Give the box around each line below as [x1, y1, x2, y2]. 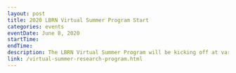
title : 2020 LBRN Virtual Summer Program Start [7, 17, 150, 24]
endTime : [7, 42, 33, 49]
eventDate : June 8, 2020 [7, 29, 80, 37]
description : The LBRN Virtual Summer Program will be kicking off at [7, 49, 218, 56]
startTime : [7, 36, 39, 43]
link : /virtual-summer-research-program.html [7, 56, 143, 63]
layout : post [7, 10, 46, 17]
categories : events [7, 23, 65, 30]
